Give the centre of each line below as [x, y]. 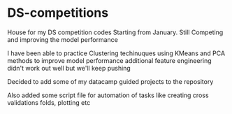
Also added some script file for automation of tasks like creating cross [108, 95]
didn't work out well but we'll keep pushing [69, 68]
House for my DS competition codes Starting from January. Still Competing [115, 32]
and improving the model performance [63, 39]
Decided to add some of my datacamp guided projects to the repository [110, 81]
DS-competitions [58, 13]
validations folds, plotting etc [49, 102]
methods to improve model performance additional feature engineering [109, 60]
